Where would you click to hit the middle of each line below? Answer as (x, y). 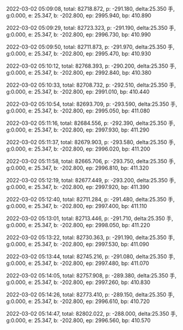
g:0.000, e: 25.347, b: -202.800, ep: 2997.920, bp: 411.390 (78, 187)
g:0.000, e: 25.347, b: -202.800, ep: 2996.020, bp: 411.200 (78, 149)
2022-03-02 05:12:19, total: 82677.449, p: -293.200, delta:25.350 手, (91, 180)
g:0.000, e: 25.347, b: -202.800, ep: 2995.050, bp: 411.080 (78, 111)
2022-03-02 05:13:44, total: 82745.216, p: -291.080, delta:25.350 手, (91, 256)
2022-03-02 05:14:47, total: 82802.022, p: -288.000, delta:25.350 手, (92, 314)
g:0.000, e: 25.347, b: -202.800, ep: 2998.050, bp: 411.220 (78, 225)
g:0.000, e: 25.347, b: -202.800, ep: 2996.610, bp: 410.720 (78, 301)
